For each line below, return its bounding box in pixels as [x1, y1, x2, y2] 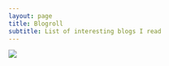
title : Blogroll [8, 20, 63, 28]
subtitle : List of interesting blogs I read [8, 27, 162, 35]
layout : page [8, 11, 53, 20]
